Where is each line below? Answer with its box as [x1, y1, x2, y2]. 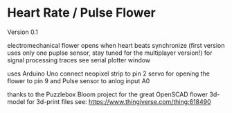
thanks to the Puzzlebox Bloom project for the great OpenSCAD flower [7, 90, 208, 98]
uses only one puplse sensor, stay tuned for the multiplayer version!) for [7, 49, 213, 57]
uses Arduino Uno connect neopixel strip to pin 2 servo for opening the [7, 69, 210, 78]
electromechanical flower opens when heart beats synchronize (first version [7, 41, 225, 49]
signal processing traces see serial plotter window [7, 55, 151, 64]
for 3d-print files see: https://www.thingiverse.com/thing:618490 [26, 97, 211, 105]
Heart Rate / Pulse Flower [7, 5, 156, 21]
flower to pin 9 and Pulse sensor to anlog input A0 [7, 76, 150, 85]
